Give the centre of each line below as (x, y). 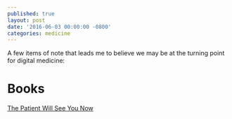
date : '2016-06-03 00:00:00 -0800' (59, 27)
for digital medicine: (36, 61)
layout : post (26, 20)
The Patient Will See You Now (50, 108)
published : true (31, 14)
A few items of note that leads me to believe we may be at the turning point (116, 53)
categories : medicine (39, 33)
